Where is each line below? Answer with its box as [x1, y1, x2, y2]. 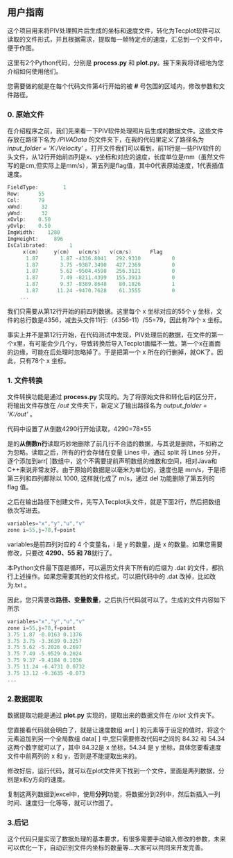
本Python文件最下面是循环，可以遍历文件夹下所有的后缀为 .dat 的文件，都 [7, 563, 218, 571]
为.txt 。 [7, 580, 31, 589]
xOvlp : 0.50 [7, 216, 51, 224]
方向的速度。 [32, 775, 69, 783]
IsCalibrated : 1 [7, 242, 73, 249]
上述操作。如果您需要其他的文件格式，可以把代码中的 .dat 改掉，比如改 [12, 572, 216, 580]
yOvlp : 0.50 [7, 223, 51, 230]
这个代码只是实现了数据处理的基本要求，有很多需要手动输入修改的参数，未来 [7, 835, 226, 843]
